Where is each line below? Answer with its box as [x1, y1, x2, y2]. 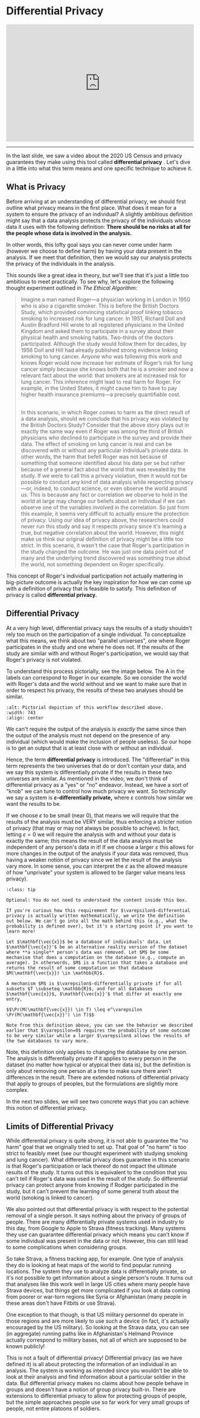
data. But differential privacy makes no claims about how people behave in [6, 1380, 189, 1387]
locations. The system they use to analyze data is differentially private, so [6, 1268, 186, 1275]
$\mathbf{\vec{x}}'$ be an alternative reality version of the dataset [6, 944, 187, 950]
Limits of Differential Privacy [6, 1121, 114, 1131]
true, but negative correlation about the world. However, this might [20, 529, 184, 536]
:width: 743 [6, 709, 36, 716]
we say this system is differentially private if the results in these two [6, 768, 173, 775]
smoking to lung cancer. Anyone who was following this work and [20, 353, 182, 360]
